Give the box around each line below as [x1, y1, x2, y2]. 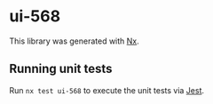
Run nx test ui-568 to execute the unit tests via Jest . [9, 84, 205, 95]
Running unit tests [9, 61, 113, 76]
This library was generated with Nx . [9, 36, 139, 46]
